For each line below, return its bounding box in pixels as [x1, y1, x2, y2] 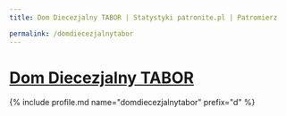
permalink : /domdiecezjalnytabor [9, 29, 134, 38]
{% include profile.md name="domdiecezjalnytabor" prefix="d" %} [9, 97, 256, 108]
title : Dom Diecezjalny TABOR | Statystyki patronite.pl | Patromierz [9, 12, 278, 22]
